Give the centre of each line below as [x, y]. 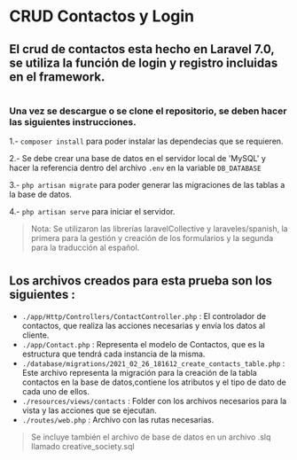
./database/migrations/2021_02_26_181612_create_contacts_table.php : [153, 363]
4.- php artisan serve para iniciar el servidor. [92, 212]
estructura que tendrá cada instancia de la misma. [113, 354]
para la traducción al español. [85, 248]
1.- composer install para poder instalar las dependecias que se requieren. [146, 141]
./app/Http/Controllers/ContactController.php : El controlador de [144, 316]
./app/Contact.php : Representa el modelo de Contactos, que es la [143, 344]
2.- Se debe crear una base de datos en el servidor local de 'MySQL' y [137, 159]
